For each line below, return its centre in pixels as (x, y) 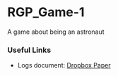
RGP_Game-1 (46, 12)
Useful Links (29, 50)
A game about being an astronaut (56, 32)
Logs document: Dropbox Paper (64, 65)
